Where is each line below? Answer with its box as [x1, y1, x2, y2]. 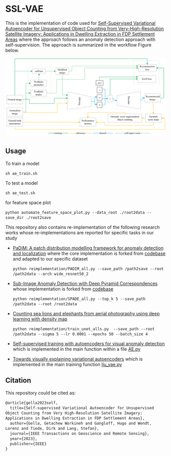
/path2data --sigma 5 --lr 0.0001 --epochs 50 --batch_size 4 [12, 331, 148, 337]
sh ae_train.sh [5, 171, 38, 176]
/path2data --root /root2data [12, 301, 78, 307]
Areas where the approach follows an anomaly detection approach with [5, 36, 156, 42]
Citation [5, 376, 32, 385]
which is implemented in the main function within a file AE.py [12, 346, 141, 352]
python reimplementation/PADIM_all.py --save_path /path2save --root [12, 266, 164, 271]
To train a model [5, 160, 40, 166]
